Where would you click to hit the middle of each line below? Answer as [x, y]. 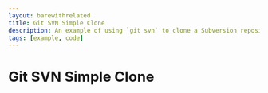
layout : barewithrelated [49, 15]
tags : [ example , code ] [46, 38]
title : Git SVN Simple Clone [57, 23]
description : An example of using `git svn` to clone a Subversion [123, 30]
